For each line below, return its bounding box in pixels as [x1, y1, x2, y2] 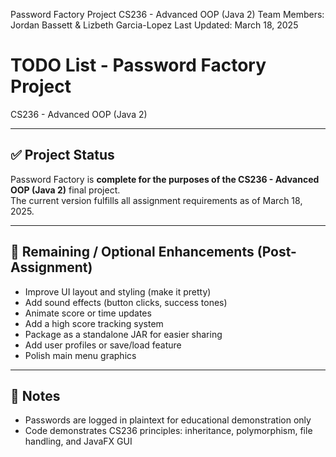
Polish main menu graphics [24, 349, 137, 361]
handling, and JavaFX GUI [24, 435, 133, 448]
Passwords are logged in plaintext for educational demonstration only [24, 414, 312, 426]
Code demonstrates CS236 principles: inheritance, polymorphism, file [24, 425, 313, 437]
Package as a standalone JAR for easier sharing [24, 328, 223, 340]
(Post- [256, 244, 297, 261]
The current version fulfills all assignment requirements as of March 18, [10, 194, 303, 206]
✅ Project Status [10, 147, 115, 164]
